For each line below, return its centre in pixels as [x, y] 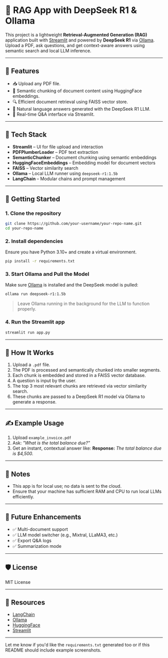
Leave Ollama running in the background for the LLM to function [83, 304]
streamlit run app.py [28, 333]
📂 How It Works [29, 353]
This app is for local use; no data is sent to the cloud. [67, 486]
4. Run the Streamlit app [35, 322]
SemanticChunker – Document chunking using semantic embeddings [84, 157]
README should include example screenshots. [53, 650]
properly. [27, 309]
